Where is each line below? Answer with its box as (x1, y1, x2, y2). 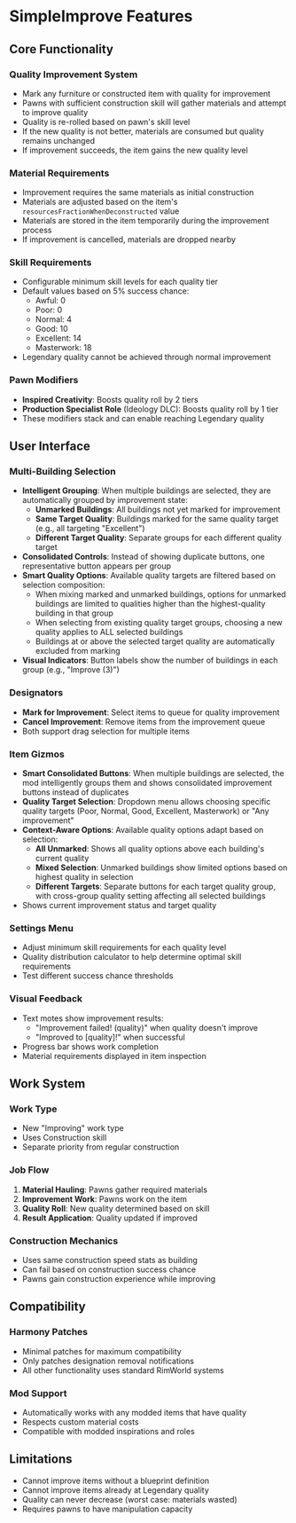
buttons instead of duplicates (21, 787, 129, 797)
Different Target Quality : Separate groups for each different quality (35, 532, 282, 543)
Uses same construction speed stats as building (21, 1254, 198, 1265)
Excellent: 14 (35, 333, 82, 343)
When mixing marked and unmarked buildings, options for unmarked (35, 589, 286, 600)
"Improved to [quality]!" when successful (35, 1032, 186, 1042)
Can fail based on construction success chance (21, 1264, 197, 1275)
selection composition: (21, 579, 105, 591)
